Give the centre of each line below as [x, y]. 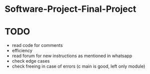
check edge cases [31, 61]
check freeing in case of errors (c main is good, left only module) [78, 66]
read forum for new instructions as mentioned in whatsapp [72, 56]
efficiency [22, 51]
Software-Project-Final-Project [71, 9]
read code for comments [37, 45]
